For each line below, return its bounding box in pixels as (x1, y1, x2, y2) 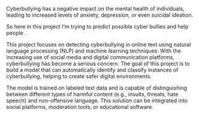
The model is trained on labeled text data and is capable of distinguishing (6, 84, 188, 91)
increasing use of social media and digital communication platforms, (6, 54, 175, 60)
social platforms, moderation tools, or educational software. (6, 103, 154, 110)
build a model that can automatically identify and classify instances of (6, 66, 179, 74)
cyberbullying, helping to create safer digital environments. (6, 73, 152, 80)
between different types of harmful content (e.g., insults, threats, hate (6, 91, 179, 97)
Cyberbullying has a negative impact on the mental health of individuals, (6, 5, 185, 12)
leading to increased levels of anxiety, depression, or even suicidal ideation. (6, 11, 194, 19)
